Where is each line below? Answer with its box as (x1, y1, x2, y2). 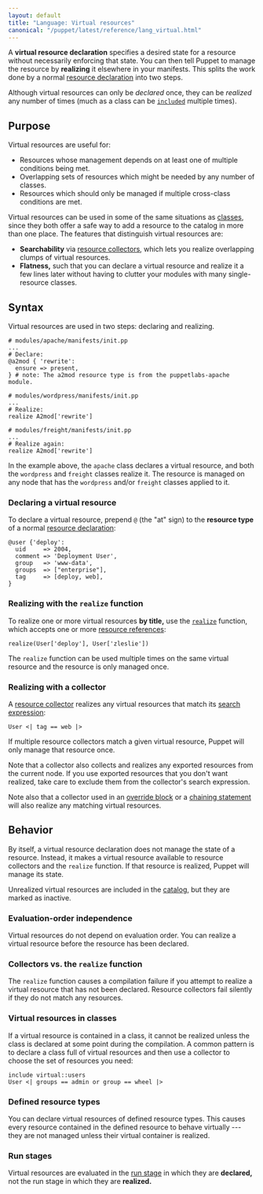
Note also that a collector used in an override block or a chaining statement (8, 792, 251, 801)
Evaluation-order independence (8, 912, 133, 923)
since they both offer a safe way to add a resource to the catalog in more (8, 221, 244, 231)
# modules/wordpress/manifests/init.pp (8, 392, 139, 400)
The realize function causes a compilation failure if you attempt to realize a (8, 977, 253, 986)
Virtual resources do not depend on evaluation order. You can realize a (8, 930, 237, 940)
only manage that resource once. (8, 745, 115, 754)
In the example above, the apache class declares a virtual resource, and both (8, 461, 254, 470)
